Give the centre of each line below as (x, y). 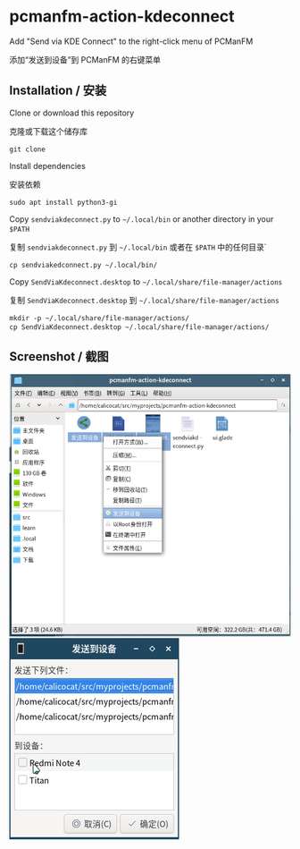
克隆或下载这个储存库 (48, 131)
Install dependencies (48, 166)
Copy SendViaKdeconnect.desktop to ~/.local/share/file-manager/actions (146, 281)
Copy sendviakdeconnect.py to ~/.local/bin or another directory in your (142, 219)
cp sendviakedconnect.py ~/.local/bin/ (83, 265)
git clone (28, 149)
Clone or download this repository (72, 113)
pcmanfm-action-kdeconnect (122, 17)
